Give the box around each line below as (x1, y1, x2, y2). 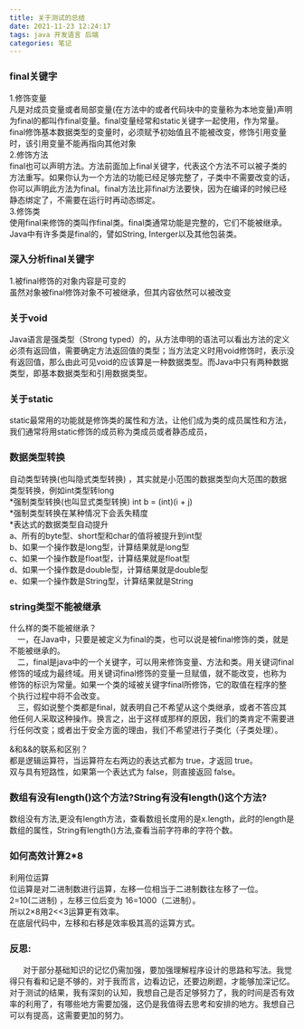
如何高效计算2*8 (9, 850, 84, 862)
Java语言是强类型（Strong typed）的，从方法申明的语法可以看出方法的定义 (9, 334, 290, 345)
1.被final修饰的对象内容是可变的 (9, 275, 127, 286)
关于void (9, 312, 48, 324)
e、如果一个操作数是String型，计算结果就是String (9, 575, 194, 586)
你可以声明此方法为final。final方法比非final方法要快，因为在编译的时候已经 (9, 183, 288, 194)
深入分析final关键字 (9, 253, 95, 265)
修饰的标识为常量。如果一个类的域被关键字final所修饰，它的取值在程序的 (9, 679, 280, 690)
